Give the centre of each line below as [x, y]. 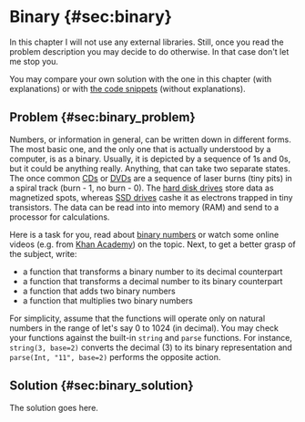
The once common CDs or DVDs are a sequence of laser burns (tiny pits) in [151, 178]
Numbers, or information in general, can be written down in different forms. [150, 139]
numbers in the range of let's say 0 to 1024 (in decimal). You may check [144, 328]
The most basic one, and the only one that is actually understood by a [140, 149]
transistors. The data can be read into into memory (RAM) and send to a [144, 207]
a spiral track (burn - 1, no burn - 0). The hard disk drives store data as [142, 188]
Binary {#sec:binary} [91, 17]
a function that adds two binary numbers [99, 291]
